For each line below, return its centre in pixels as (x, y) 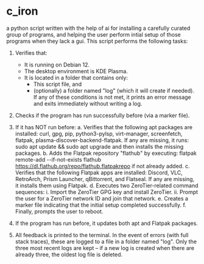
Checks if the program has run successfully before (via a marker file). (102, 115)
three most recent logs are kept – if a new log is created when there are (105, 248)
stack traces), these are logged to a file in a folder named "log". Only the (106, 241)
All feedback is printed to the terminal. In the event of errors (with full (102, 235)
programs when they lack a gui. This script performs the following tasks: (97, 41)
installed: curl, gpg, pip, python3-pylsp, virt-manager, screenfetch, (99, 134)
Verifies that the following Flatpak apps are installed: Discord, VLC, (99, 173)
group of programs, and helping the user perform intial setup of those (94, 34)
